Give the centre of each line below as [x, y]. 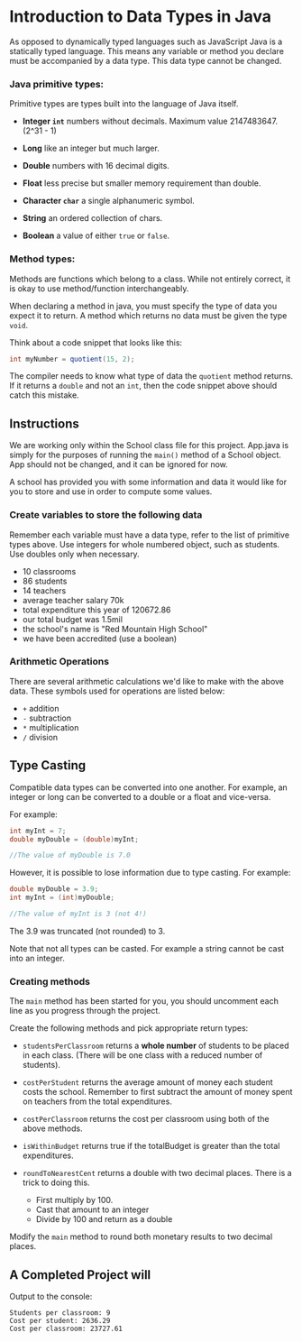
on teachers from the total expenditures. [97, 1101]
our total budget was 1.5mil [73, 619]
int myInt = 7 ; [38, 831]
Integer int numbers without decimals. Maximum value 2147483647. [150, 121]
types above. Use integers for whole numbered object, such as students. [145, 544]
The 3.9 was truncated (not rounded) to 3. [87, 931]
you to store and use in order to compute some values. [111, 492]
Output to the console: [51, 1296]
